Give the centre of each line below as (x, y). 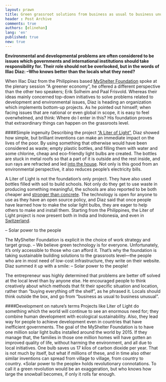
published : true (22, 37)
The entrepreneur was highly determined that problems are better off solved (83, 275)
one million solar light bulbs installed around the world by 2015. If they (76, 332)
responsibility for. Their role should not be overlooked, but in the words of (82, 66)
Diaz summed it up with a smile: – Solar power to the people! (67, 266)
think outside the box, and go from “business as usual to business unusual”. (82, 296)
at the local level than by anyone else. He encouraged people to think (76, 280)
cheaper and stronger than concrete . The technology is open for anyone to (81, 194)
